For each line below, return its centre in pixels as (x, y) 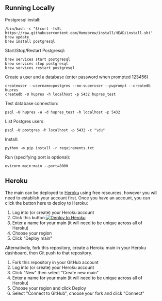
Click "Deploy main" (32, 238)
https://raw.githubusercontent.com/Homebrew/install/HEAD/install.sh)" (79, 33)
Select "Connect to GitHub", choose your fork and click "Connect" (78, 293)
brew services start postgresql (38, 59)
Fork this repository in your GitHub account (55, 262)
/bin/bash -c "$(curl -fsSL (33, 29)
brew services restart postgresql (40, 68)
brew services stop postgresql (37, 63)
